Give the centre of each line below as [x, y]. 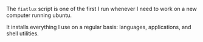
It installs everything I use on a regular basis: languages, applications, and [99, 27]
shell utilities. [23, 33]
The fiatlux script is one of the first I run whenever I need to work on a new [102, 9]
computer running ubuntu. [39, 15]
